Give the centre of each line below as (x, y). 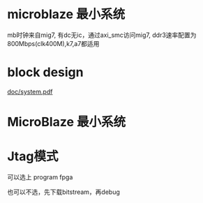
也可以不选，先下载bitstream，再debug (64, 192)
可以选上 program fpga (40, 177)
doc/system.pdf (30, 91)
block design (45, 72)
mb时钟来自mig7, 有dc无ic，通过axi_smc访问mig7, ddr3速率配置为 (102, 35)
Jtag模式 (33, 157)
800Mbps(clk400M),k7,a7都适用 (53, 43)
